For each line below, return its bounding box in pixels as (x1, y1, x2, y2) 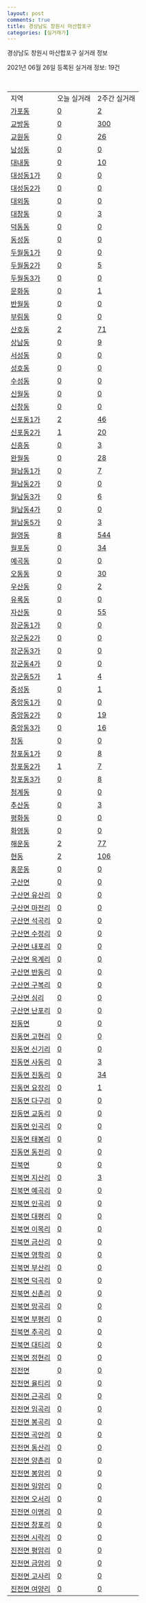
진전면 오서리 (10, 1495, 51, 1504)
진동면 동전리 (10, 1147, 51, 1157)
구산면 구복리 (10, 981, 51, 990)
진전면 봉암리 (10, 1469, 51, 1478)
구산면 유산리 (10, 890, 51, 900)
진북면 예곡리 (10, 1186, 51, 1196)
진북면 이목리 (10, 1225, 51, 1234)
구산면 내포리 (10, 942, 51, 951)
